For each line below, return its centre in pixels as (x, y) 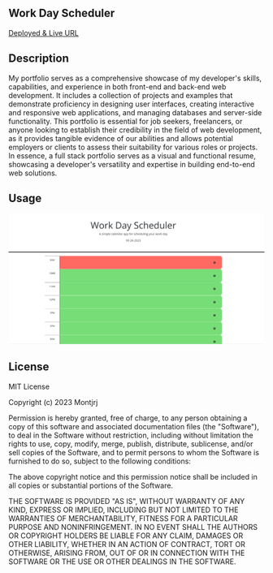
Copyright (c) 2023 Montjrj (53, 402)
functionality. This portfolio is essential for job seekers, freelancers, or (126, 121)
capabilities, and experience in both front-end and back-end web (117, 86)
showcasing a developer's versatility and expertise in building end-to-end (132, 164)
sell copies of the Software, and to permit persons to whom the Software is (134, 452)
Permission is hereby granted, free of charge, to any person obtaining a (128, 418)
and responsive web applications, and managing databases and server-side (135, 112)
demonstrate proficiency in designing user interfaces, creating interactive (131, 104)
